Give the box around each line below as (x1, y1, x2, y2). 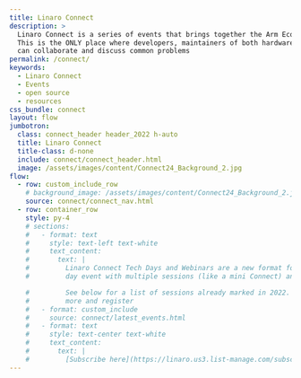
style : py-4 (25, 213, 70, 223)
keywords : (9, 64, 47, 73)
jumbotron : (9, 122, 50, 131)
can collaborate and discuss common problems (17, 47, 191, 56)
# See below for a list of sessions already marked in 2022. (25, 288, 291, 297)
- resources (17, 96, 63, 106)
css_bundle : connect (9, 105, 87, 114)
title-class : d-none (17, 146, 94, 155)
